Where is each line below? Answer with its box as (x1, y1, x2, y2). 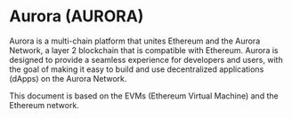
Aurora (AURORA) (9, 6, 144, 27)
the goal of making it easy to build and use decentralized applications (9, 64, 264, 75)
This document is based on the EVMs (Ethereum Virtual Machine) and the (9, 90, 279, 101)
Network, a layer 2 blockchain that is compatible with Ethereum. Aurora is (9, 44, 279, 55)
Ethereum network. (9, 99, 80, 110)
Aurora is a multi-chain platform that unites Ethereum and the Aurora (9, 35, 261, 46)
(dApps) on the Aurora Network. (9, 73, 127, 83)
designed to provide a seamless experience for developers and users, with (9, 54, 283, 65)
